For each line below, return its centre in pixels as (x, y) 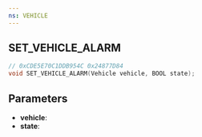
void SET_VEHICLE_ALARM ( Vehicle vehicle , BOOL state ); (102, 74)
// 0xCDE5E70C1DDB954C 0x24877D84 (66, 66)
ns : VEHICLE (28, 16)
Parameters (38, 98)
